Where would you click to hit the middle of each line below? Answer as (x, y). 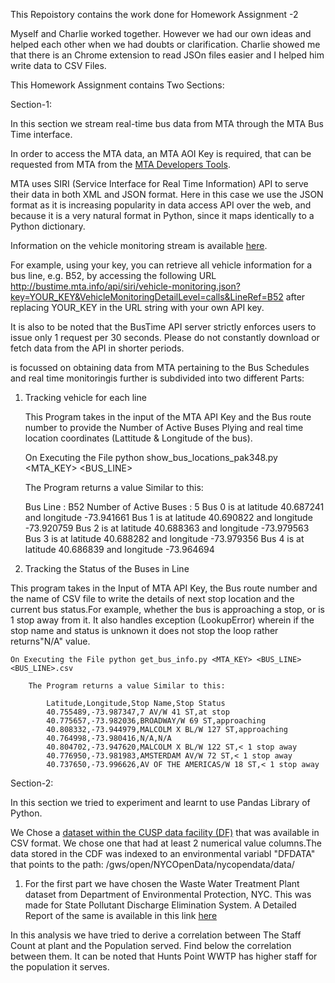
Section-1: (31, 104)
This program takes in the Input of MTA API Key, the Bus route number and (164, 588)
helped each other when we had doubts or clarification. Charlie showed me (165, 44)
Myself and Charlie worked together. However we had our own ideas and (161, 33)
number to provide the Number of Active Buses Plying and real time (164, 427)
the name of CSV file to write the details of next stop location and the (152, 598)
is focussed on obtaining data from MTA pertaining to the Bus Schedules (160, 367)
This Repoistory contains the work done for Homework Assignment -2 (154, 14)
